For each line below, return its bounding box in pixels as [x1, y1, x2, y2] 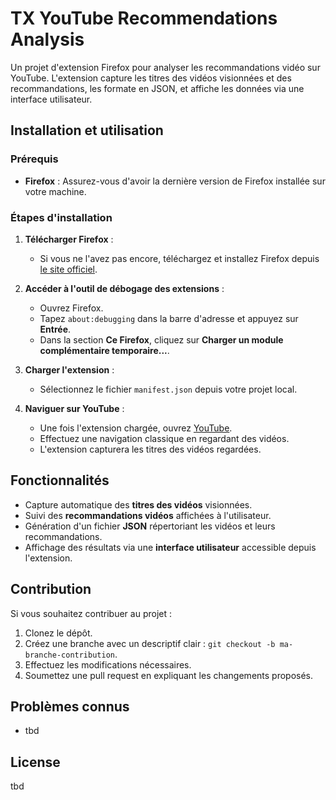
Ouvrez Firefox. [39, 302, 104, 314]
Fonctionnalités [10, 472, 110, 489]
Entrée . [39, 323, 72, 335]
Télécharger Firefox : [24, 233, 114, 245]
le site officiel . [39, 263, 98, 275]
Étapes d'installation [10, 210, 113, 224]
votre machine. [24, 185, 87, 197]
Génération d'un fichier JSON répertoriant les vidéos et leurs [24, 520, 276, 532]
